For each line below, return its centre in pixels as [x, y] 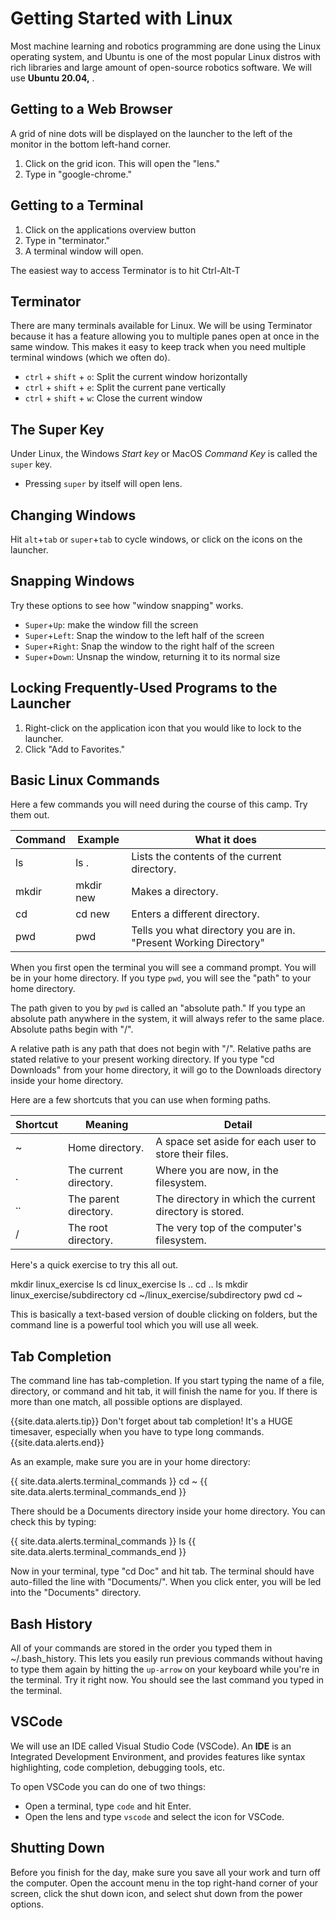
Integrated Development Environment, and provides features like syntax [158, 1756]
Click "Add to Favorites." [75, 749]
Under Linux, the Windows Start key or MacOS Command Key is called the [164, 454]
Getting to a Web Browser [91, 109]
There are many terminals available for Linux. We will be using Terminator [161, 326]
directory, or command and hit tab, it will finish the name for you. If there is [164, 1391]
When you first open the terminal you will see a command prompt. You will [163, 968]
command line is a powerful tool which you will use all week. [134, 1325]
